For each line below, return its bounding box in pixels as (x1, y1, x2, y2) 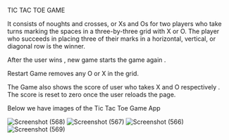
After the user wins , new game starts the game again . (7, 56, 166, 64)
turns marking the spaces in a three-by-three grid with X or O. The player (7, 27, 220, 35)
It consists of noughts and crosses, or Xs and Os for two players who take (7, 20, 222, 27)
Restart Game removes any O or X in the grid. (7, 70, 140, 77)
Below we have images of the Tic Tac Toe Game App (7, 104, 161, 112)
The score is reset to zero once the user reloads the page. (7, 91, 176, 98)
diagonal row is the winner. (7, 42, 86, 50)
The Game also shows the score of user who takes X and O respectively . (7, 83, 221, 91)
